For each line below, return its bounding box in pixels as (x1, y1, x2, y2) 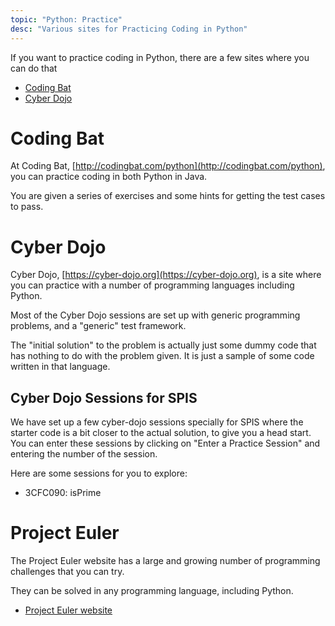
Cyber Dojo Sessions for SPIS (10, 389, 198, 406)
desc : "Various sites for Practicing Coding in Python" (10, 24, 248, 34)
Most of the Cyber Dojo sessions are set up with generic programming (10, 309, 301, 321)
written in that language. (10, 361, 111, 373)
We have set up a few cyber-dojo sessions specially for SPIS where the (10, 416, 304, 428)
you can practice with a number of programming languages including (10, 279, 295, 291)
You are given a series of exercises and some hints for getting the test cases (10, 190, 326, 202)
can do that (10, 62, 58, 74)
